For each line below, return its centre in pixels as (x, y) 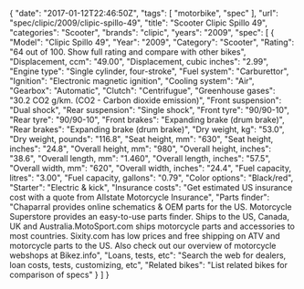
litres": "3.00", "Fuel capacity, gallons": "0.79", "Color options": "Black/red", (152, 178)
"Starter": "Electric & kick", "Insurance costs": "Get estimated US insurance (151, 187)
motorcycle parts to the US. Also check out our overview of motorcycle (143, 246)
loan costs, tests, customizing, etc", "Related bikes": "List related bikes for (149, 265)
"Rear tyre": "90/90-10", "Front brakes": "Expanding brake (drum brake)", (147, 119)
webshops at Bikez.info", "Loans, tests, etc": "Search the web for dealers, (148, 255)
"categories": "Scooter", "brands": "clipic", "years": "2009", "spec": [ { (142, 32)
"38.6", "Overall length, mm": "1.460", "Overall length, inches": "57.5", (140, 158)
